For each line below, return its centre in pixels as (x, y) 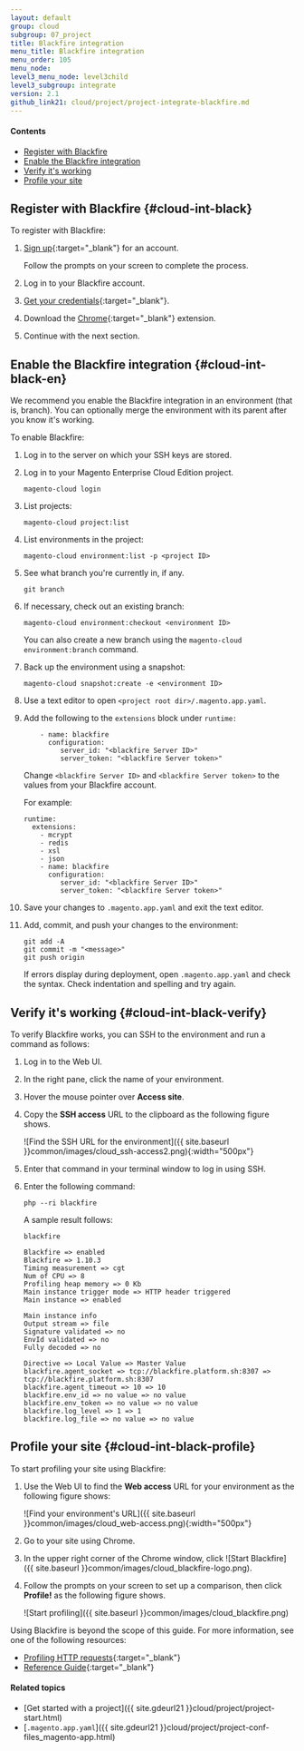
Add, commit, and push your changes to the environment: (131, 925)
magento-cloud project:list (76, 523)
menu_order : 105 (41, 60)
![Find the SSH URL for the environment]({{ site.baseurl (126, 1142)
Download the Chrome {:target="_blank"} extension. (119, 318)
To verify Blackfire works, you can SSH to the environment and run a (138, 1034)
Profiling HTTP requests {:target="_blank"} (102, 1658)
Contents (28, 131)
